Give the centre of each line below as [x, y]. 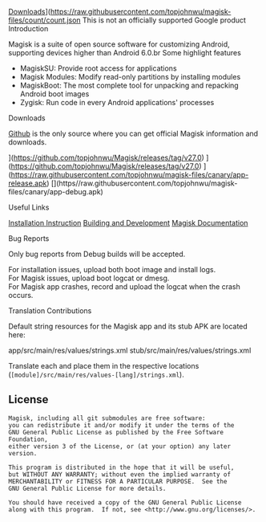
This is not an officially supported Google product [165, 20]
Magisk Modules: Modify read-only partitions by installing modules [130, 77]
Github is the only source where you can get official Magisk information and [133, 133]
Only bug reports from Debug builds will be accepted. [97, 254]
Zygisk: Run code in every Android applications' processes [117, 102]
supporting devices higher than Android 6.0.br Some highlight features [125, 53]
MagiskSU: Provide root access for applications [99, 68]
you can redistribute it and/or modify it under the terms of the [121, 425]
